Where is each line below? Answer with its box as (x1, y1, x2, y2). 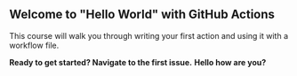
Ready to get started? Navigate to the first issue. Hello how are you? (9, 57, 267, 67)
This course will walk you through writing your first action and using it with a (9, 30, 289, 41)
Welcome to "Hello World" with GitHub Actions (9, 7, 276, 22)
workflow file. (9, 40, 60, 50)
